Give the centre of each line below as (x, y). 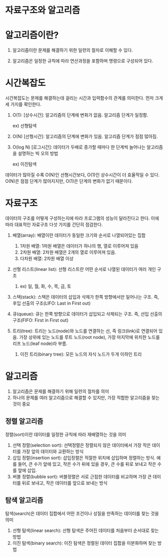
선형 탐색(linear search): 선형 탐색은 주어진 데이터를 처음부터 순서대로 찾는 (86, 530)
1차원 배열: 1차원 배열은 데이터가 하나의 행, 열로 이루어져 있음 (79, 246)
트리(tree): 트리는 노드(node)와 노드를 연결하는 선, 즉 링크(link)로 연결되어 (85, 331)
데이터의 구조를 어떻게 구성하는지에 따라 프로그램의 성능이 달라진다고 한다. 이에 (82, 218)
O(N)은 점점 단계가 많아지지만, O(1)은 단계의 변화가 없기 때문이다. (69, 181)
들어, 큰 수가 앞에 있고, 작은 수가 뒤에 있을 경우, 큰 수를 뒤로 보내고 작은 (87, 464)
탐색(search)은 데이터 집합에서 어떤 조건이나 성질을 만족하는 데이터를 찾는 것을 (82, 513)
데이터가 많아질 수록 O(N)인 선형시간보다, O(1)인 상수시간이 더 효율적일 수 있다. (82, 175)
